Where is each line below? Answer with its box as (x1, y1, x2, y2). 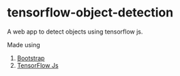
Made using (7, 40, 41, 49)
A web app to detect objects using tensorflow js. (7, 27, 143, 36)
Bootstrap (16, 53, 45, 62)
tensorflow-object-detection (7, 5, 174, 21)
